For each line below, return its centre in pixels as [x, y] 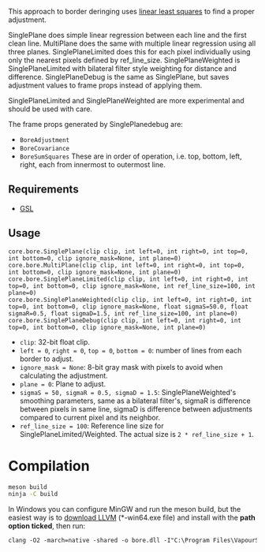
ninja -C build [33, 494]
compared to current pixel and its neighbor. [90, 417]
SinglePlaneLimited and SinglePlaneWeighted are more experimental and [126, 101]
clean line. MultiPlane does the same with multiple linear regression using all [132, 43]
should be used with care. [50, 109]
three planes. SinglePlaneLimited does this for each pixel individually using [129, 52]
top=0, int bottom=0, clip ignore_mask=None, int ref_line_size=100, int [132, 286]
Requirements [43, 190]
